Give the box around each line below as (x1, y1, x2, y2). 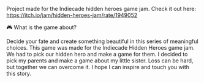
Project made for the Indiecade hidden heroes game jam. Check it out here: (6, 5, 197, 12)
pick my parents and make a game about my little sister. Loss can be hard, (6, 57, 194, 64)
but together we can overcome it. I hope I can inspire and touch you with (6, 64, 190, 70)
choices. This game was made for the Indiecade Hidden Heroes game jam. (6, 44, 195, 51)
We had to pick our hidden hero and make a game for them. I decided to (6, 51, 188, 58)
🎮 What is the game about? (6, 24, 77, 31)
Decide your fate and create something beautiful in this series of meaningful (6, 38, 198, 45)
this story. (6, 70, 32, 77)
